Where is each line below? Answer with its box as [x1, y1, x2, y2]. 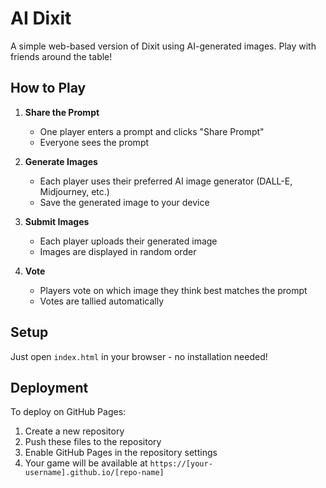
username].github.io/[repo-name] [24, 468, 165, 478]
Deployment [10, 379, 89, 396]
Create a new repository [24, 425, 125, 437]
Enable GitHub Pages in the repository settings [24, 447, 218, 459]
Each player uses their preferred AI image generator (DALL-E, [39, 175, 293, 187]
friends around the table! [10, 50, 113, 62]
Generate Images [24, 155, 98, 167]
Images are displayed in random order [39, 245, 197, 257]
